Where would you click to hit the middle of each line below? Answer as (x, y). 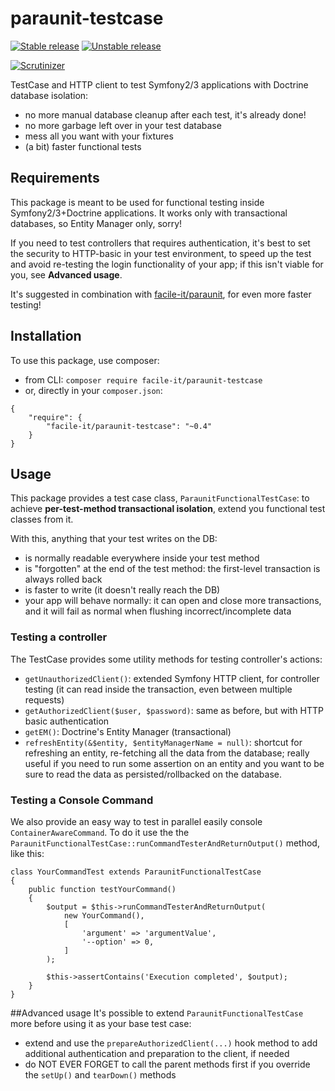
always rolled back (63, 579)
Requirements (55, 178)
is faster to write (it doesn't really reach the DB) (122, 590)
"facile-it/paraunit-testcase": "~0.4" (129, 426)
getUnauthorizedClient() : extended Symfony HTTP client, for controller (172, 678)
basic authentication (67, 721)
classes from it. (42, 519)
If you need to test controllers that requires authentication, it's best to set (160, 243)
